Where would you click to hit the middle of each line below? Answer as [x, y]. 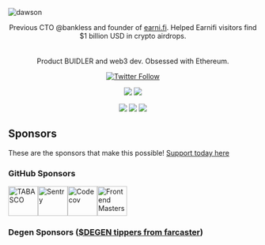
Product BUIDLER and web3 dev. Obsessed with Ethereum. [133, 61]
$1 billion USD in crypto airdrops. [133, 36]
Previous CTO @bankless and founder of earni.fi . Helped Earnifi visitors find [133, 27]
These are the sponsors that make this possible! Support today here [119, 153]
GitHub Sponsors [42, 173]
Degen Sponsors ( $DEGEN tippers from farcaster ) [106, 232]
